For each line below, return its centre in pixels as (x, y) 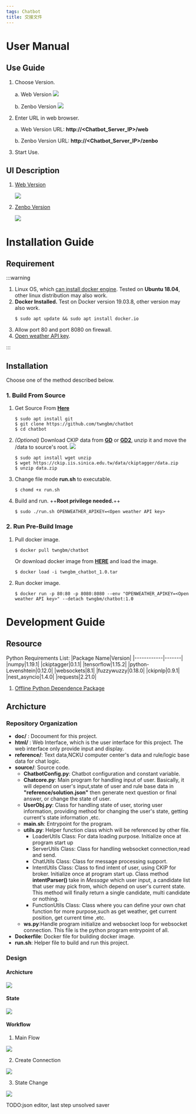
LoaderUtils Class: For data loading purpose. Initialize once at (107, 837)
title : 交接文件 (24, 17)
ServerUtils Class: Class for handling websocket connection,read (111, 849)
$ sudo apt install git (44, 419)
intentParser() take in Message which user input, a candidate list (111, 880)
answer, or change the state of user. (67, 799)
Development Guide (56, 622)
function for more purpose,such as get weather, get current (104, 911)
